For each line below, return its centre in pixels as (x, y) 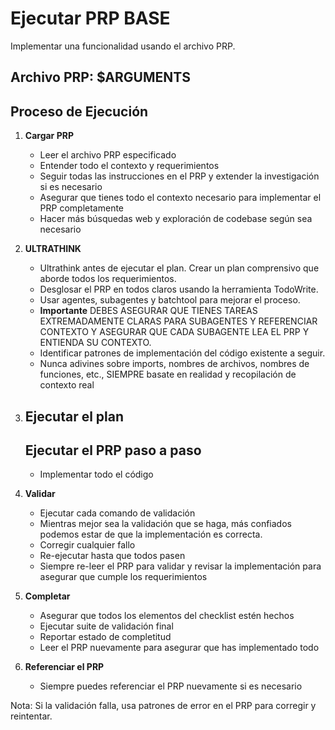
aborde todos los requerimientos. (108, 279)
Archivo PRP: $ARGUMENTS (100, 77)
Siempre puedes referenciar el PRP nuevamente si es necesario (171, 686)
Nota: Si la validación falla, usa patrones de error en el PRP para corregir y (163, 706)
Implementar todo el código (96, 474)
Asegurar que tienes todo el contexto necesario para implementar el (180, 198)
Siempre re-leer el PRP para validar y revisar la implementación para (180, 566)
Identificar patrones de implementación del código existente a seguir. (182, 353)
